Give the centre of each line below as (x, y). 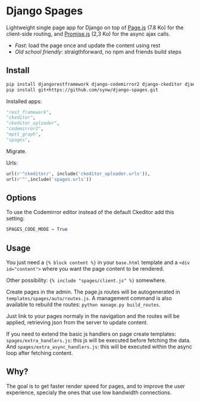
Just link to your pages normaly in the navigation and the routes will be (93, 316)
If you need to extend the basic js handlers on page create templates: (91, 334)
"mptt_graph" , (24, 134)
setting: (15, 218)
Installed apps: (24, 101)
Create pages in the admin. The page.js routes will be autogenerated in (93, 292)
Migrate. (16, 151)
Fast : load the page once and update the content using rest (87, 45)
